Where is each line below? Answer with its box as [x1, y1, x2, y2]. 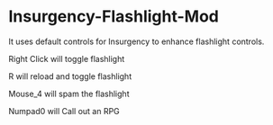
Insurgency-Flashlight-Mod [8, 6, 220, 27]
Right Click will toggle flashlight [8, 53, 125, 64]
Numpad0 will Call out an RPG [8, 105, 121, 116]
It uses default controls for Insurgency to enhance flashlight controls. [8, 36, 265, 47]
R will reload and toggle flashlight [8, 70, 132, 82]
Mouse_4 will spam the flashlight [8, 88, 130, 99]
